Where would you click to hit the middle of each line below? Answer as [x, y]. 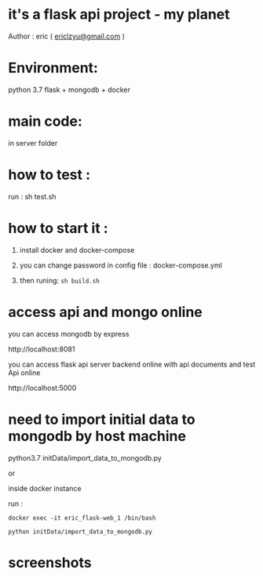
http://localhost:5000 [42, 388]
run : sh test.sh [32, 196]
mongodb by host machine [97, 436]
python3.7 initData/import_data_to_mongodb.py [85, 458]
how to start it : [58, 228]
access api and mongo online [105, 312]
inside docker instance [45, 488]
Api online [24, 372]
